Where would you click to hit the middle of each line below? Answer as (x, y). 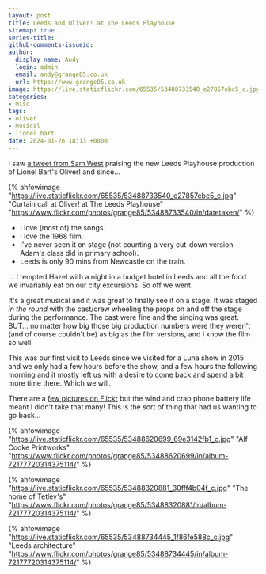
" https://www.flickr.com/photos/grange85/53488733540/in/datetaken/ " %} (131, 212)
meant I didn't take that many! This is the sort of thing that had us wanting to (133, 407)
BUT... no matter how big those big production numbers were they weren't (129, 325)
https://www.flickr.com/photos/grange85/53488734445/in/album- (120, 553)
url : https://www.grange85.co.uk (70, 82)
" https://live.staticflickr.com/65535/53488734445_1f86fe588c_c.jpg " (121, 537)
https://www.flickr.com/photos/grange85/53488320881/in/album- (119, 504)
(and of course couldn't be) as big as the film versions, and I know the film (129, 334)
